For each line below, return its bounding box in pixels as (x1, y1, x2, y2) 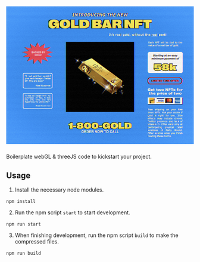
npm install (6, 199, 36, 205)
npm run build (6, 251, 42, 257)
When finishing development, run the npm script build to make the (14, 232, 179, 239)
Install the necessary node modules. (14, 186, 104, 193)
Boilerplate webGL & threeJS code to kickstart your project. (6, 153, 152, 161)
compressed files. (14, 238, 60, 245)
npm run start (6, 221, 42, 227)
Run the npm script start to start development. (14, 209, 130, 216)
